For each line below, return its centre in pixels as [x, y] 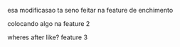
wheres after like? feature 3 [47, 37]
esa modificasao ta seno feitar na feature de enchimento [90, 10]
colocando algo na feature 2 [49, 23]
